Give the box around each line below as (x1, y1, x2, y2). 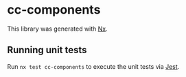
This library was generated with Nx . (7, 25, 108, 33)
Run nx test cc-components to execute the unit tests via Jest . (7, 62, 180, 70)
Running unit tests (7, 44, 87, 56)
